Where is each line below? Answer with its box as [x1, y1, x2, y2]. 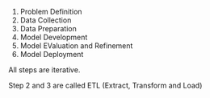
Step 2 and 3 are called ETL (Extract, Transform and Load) [8, 80, 203, 90]
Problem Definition [19, 7, 82, 16]
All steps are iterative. [8, 65, 81, 75]
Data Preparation [19, 24, 77, 33]
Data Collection [19, 15, 72, 25]
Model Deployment [19, 50, 84, 59]
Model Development [19, 32, 88, 42]
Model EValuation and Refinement [19, 41, 133, 51]
